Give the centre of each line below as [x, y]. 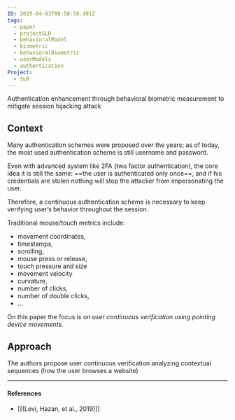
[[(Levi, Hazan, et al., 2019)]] [58, 409]
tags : [15, 20]
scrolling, [30, 251]
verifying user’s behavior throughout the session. [78, 209]
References [24, 393]
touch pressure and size [52, 266]
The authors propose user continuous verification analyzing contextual [109, 363]
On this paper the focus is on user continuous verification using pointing [111, 317]
